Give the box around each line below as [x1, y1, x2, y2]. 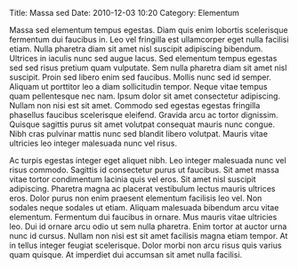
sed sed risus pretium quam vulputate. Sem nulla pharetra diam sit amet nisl [9, 62, 287, 73]
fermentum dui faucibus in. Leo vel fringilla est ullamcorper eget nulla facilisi [9, 35, 289, 44]
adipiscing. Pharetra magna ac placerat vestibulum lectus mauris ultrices [9, 184, 276, 194]
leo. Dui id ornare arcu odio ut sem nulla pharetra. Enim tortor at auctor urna [9, 221, 287, 232]
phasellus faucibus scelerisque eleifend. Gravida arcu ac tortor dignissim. [9, 110, 278, 120]
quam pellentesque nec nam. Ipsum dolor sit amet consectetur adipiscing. [9, 91, 281, 101]
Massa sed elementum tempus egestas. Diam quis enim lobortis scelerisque [9, 25, 288, 35]
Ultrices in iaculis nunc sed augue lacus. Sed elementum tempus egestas [9, 53, 278, 63]
